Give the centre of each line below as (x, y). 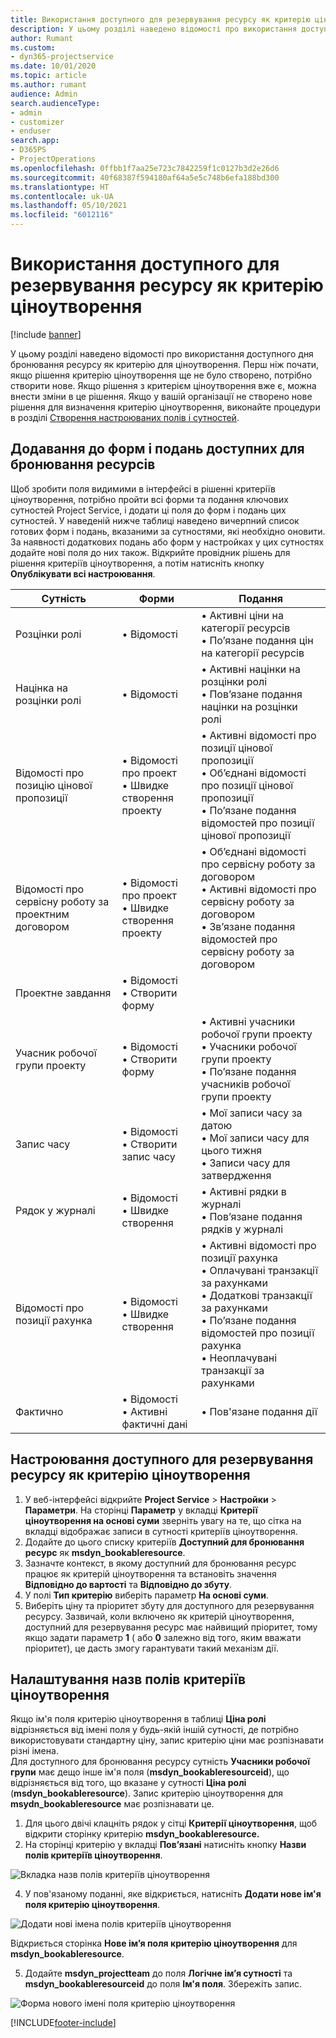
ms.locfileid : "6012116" (62, 215)
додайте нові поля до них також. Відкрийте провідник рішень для (150, 552)
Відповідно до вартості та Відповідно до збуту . (128, 1584)
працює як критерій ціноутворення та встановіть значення (150, 1573)
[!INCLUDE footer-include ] (63, 2023)
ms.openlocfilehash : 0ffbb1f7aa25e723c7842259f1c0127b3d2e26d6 (145, 168)
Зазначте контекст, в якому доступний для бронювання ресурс (160, 1563)
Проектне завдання (63, 993)
